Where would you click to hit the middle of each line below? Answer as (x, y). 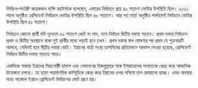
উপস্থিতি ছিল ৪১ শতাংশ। (27, 22)
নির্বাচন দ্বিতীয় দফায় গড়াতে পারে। (34, 54)
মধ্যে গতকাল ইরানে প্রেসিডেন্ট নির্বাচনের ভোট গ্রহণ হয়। (52, 79)
